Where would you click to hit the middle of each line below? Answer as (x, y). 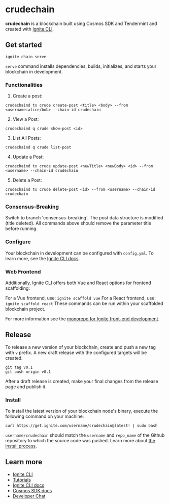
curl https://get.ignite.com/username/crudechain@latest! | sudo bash (81, 426)
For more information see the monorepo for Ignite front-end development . (82, 319)
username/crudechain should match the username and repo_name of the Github (85, 435)
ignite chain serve (26, 57)
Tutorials (22, 480)
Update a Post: (28, 157)
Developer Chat (29, 496)
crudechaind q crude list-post (38, 147)
